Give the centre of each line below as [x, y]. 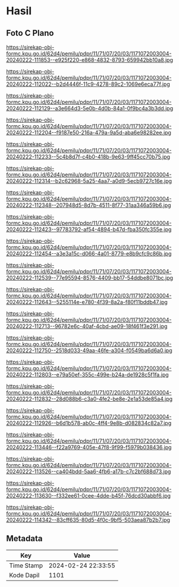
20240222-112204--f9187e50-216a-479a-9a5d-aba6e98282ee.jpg [89, 133]
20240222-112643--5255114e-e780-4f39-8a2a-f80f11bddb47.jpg [87, 302]
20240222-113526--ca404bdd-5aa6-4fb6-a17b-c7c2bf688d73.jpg [89, 471]
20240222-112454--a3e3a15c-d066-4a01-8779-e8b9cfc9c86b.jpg [89, 254]
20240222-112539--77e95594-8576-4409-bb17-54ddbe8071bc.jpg [90, 278]
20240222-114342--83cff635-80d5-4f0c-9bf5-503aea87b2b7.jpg [88, 520]
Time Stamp [26, 566]
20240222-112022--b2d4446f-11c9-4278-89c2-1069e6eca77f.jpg [88, 84]
